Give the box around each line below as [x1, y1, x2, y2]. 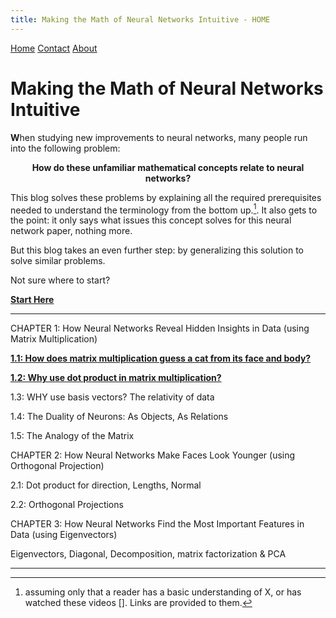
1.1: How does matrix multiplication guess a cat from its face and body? [10, 352, 312, 365]
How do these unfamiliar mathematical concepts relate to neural [31, 161, 305, 173]
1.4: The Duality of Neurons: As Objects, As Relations [10, 411, 229, 423]
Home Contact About [10, 42, 98, 54]
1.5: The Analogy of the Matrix [10, 430, 135, 442]
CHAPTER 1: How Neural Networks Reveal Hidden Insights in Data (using [10, 322, 310, 335]
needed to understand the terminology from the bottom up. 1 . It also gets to [10, 202, 318, 216]
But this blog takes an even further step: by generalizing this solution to [10, 244, 304, 256]
